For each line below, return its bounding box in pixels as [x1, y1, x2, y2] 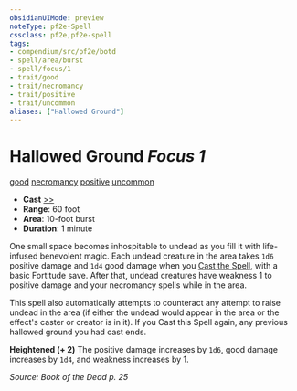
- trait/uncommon [9, 98, 76, 108]
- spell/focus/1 [9, 65, 71, 74]
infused [9, 250, 38, 261]
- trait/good [9, 73, 59, 82]
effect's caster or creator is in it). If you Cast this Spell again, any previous [9, 317, 288, 328]
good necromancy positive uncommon [9, 176, 155, 187]
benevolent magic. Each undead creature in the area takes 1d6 [39, 250, 274, 261]
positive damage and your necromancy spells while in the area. [9, 280, 248, 291]
